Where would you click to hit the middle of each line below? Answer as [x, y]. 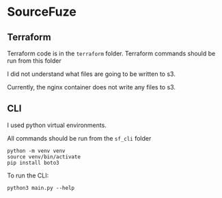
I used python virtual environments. [57, 125]
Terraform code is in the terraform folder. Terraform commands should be [111, 53]
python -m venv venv [37, 151]
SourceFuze [42, 12]
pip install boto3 [33, 162]
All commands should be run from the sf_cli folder [79, 138]
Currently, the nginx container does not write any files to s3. [92, 87]
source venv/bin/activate [44, 157]
